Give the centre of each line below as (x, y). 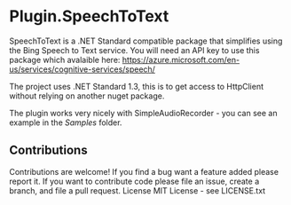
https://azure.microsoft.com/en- (181, 59)
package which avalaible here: (65, 59)
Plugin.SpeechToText (89, 16)
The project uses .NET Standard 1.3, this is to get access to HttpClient (137, 86)
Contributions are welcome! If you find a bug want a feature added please (144, 171)
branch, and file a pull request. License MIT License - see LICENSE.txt (138, 190)
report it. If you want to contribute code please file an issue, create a (134, 181)
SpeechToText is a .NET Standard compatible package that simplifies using (146, 41)
